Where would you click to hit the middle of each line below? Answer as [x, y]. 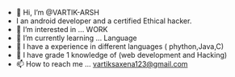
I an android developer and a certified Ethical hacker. [104, 21]
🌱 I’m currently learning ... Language [76, 38]
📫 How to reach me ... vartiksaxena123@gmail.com [102, 64]
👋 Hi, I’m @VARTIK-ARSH [57, 12]
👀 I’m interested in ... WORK [62, 29]
